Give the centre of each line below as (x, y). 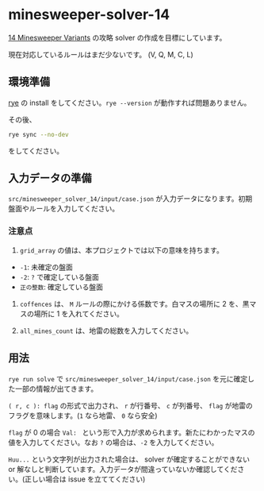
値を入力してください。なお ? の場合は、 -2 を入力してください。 (113, 442)
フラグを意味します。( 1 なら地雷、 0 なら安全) (83, 416)
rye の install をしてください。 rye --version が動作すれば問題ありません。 (130, 102)
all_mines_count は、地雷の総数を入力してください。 (106, 331)
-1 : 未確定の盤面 (46, 267)
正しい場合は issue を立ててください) (85, 479)
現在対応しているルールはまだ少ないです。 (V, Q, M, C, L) (101, 54)
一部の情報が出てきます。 (56, 389)
